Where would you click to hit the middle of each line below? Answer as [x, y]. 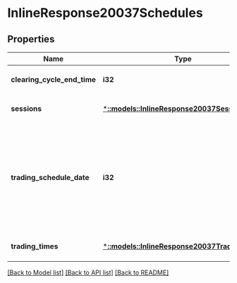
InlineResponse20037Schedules [105, 13]
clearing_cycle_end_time [54, 79]
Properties [31, 39]
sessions [26, 109]
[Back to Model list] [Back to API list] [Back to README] [88, 272]
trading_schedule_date [50, 177]
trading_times [35, 246]
